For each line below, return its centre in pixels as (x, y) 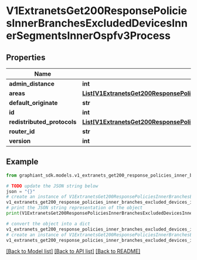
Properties (26, 57)
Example (22, 162)
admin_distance (32, 84)
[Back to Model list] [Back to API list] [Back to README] (73, 251)
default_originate (33, 103)
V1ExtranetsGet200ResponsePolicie (97, 11)
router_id (22, 131)
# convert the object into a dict (48, 224)
